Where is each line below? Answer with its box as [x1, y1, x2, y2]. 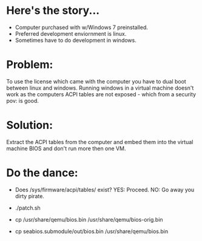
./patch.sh [15, 204, 41, 211]
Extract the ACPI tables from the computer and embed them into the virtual [6, 138, 194, 145]
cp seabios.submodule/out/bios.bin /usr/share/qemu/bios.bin [15, 228, 169, 235]
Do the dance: [6, 166, 78, 179]
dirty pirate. [15, 192, 44, 200]
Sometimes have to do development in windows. [15, 36, 136, 44]
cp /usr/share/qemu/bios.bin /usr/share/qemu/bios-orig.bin [15, 216, 163, 223]
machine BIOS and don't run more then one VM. [6, 145, 126, 152]
